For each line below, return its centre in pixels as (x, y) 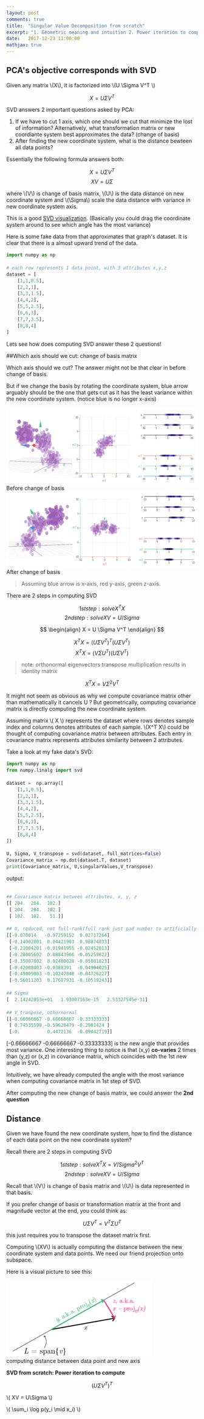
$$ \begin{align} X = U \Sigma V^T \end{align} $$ (102, 630)
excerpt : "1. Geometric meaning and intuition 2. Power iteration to (96, 32)
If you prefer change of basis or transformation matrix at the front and (93, 1204)
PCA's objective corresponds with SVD (81, 70)
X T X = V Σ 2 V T (102, 684)
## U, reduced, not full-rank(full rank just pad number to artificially (102, 929)
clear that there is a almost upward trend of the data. (72, 243)
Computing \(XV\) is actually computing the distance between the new (94, 1247)
